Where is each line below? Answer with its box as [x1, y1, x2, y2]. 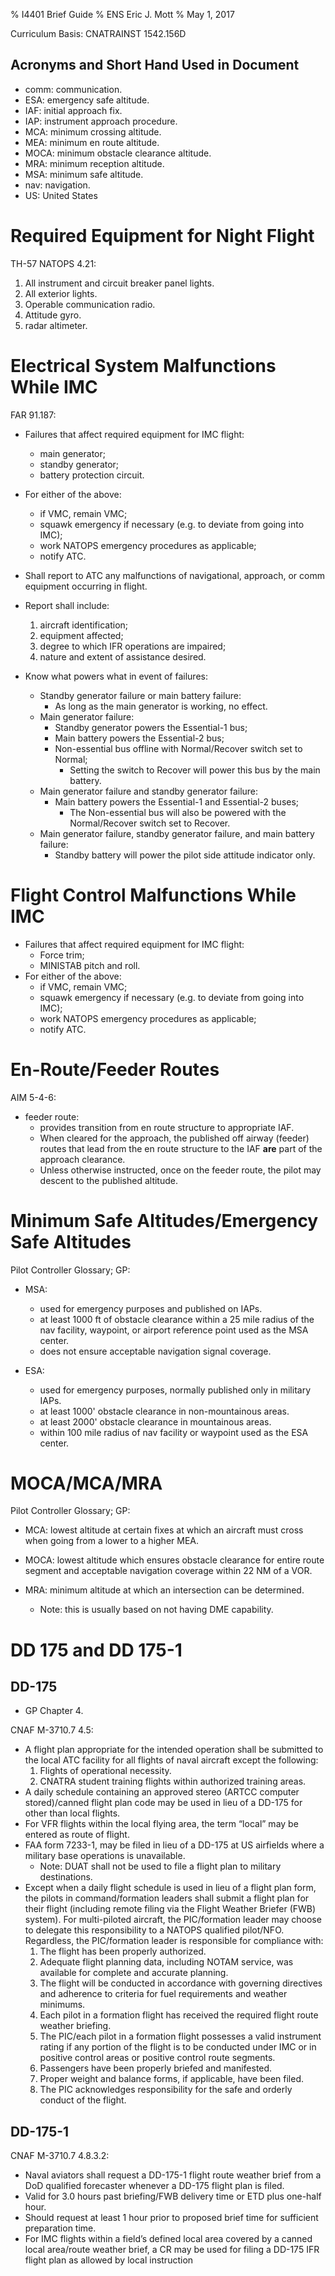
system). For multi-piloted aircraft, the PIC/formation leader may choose [24, 1914, 322, 1926]
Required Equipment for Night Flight [10, 225, 315, 247]
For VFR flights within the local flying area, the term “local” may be [24, 1818, 299, 1830]
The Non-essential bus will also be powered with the [69, 806, 287, 818]
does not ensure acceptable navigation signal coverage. [39, 1345, 272, 1357]
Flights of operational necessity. [39, 1765, 172, 1777]
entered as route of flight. [24, 1829, 130, 1841]
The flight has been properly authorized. [39, 1945, 207, 1958]
